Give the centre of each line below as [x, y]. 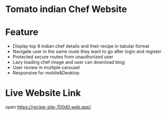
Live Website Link [43, 93]
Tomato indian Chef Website [66, 9]
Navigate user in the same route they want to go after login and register [87, 52]
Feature [22, 32]
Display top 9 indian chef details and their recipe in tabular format [81, 46]
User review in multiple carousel [46, 68]
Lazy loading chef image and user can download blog [69, 62]
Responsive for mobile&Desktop [46, 73]
